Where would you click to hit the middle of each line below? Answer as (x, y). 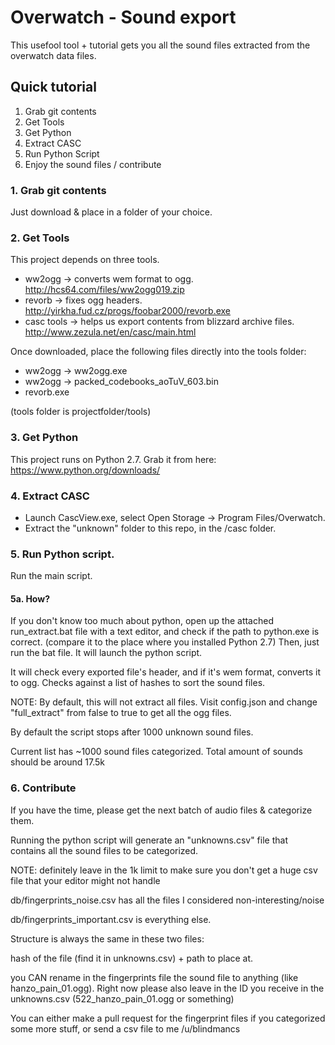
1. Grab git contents (58, 190)
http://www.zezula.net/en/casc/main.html (110, 332)
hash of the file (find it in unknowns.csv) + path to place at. (132, 958)
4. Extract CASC (50, 496)
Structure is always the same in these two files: (107, 938)
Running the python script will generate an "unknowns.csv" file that (149, 840)
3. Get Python (44, 438)
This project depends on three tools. (85, 260)
